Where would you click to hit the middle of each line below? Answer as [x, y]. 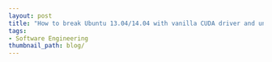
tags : [17, 31]
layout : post [30, 16]
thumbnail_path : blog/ [47, 46]
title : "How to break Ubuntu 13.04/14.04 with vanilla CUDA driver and [132, 23]
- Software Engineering [49, 38]
